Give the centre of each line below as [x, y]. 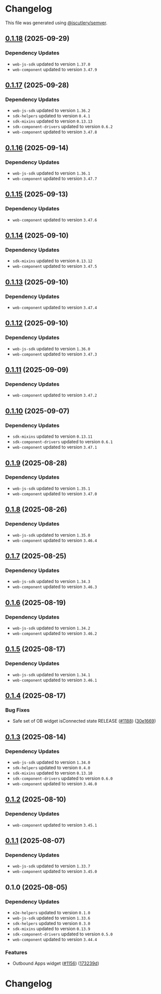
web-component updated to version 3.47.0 [55, 493]
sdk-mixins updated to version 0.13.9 [51, 929]
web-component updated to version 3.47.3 [55, 354]
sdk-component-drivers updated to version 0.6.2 [63, 127]
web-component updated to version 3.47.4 [55, 308]
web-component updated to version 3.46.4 [55, 540]
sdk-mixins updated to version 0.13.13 [53, 121]
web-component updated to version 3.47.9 [55, 69]
